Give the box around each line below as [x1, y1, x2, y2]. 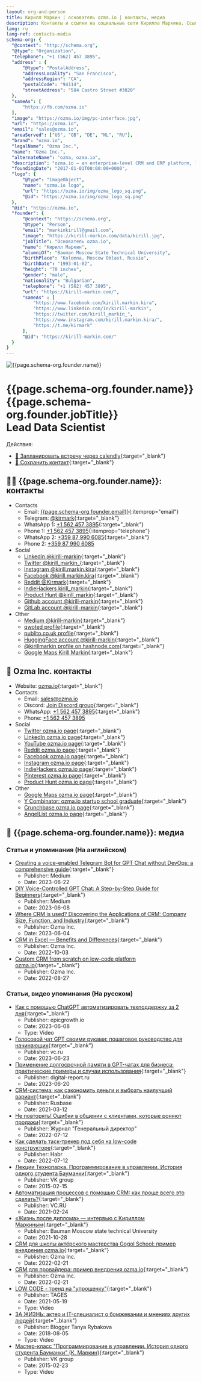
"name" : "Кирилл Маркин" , [22, 244, 87, 250]
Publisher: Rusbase [23, 1099, 72, 1106]
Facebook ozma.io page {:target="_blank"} [23, 752, 129, 759]
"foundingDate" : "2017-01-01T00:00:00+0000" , [11, 166, 128, 172]
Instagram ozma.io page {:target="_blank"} [23, 759, 129, 766]
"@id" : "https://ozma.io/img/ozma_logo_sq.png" [22, 193, 144, 199]
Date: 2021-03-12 [23, 1106, 68, 1113]
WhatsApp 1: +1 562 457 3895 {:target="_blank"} [23, 520, 144, 528]
